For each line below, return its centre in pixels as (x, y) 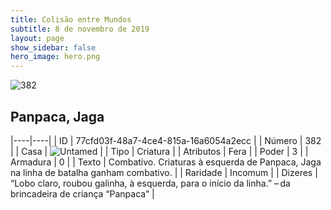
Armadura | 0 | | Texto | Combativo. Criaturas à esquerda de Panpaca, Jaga (166, 162)
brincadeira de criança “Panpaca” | (82, 193)
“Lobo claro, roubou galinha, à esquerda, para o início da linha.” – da (150, 183)
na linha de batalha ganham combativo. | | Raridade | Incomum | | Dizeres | (164, 172)
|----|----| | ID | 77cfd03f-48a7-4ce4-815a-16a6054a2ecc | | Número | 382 (166, 140)
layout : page (37, 38)
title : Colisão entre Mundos (71, 19)
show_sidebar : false (53, 47)
